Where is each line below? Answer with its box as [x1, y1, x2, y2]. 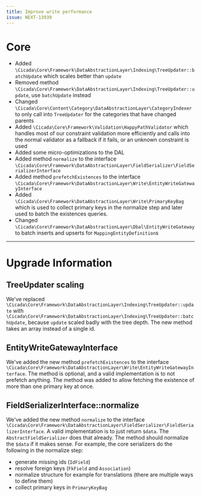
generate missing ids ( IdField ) [14, 459, 91, 466]
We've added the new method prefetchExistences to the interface [6, 359, 169, 366]
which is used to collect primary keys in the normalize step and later [14, 204, 183, 211]
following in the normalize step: [6, 447, 84, 454]
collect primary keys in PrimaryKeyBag [14, 484, 108, 491]
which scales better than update [43, 72, 121, 80]
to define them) [14, 477, 53, 485]
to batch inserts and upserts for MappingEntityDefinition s [14, 229, 159, 237]
